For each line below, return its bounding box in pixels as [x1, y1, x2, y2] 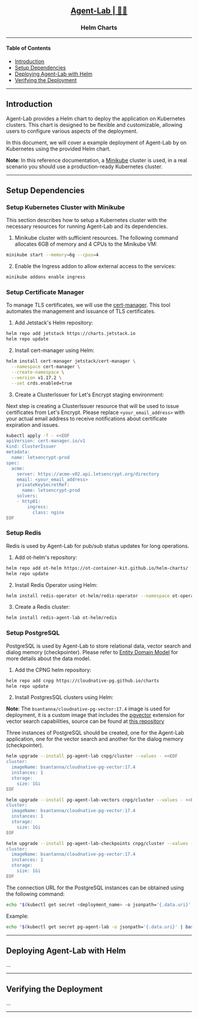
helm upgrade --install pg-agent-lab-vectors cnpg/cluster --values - [6, 797, 183, 803]
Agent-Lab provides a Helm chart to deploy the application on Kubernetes [6, 115, 186, 122]
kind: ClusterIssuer [6, 443, 57, 449]
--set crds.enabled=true [11, 380, 72, 386]
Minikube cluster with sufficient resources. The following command [14, 234, 179, 242]
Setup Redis [6, 529, 42, 537]
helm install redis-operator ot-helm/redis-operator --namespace [6, 593, 170, 599]
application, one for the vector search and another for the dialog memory [6, 736, 184, 743]
